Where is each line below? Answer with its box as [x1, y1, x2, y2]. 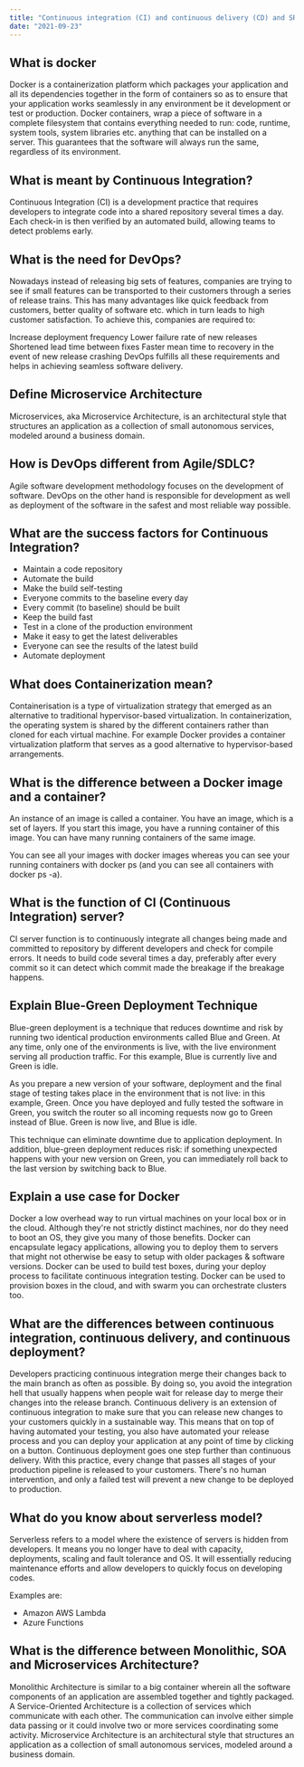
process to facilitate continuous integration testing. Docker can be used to [9, 1270, 286, 1281]
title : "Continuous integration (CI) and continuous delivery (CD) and [9, 13, 285, 23]
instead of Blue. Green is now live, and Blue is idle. [9, 1116, 197, 1127]
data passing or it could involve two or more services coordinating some [9, 1720, 279, 1731]
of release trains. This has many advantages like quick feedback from [9, 295, 269, 306]
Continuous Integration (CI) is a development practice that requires [9, 196, 259, 208]
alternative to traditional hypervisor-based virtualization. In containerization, [9, 710, 292, 721]
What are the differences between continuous [9, 1316, 274, 1331]
